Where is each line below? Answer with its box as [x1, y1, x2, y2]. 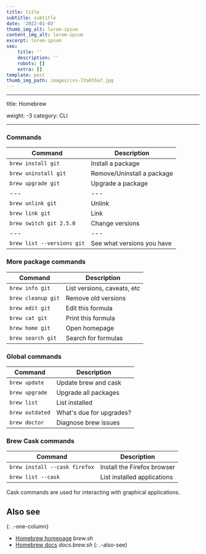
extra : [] [17, 66, 43, 72]
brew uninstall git [9, 170, 66, 177]
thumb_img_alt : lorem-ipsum [6, 26, 78, 33]
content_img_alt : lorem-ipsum [6, 32, 84, 38]
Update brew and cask [56, 378, 121, 387]
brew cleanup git [9, 294, 60, 302]
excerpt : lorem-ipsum [6, 37, 62, 44]
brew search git [9, 334, 57, 341]
